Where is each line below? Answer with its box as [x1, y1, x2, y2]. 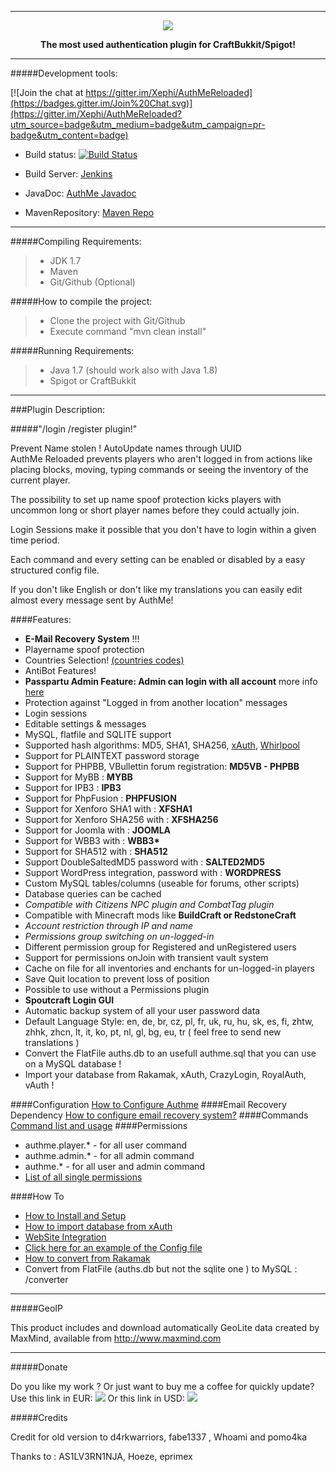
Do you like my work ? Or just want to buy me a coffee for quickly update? [10, 1381, 315, 1392]
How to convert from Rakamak [24, 1252, 151, 1264]
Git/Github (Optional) [49, 276, 136, 288]
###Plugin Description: [10, 404, 106, 415]
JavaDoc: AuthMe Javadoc [24, 187, 137, 199]
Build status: [24, 149, 77, 160]
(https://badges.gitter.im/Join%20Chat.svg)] [10, 97, 193, 109]
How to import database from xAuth [24, 1221, 173, 1232]
